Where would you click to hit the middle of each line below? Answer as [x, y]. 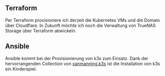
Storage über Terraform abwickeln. [41, 31]
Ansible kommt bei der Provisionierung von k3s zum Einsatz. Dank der [77, 58]
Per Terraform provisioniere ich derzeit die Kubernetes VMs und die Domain [82, 20]
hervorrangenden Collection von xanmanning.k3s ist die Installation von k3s [82, 64]
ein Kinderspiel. [21, 69]
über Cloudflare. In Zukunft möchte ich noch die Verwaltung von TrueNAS [81, 25]
